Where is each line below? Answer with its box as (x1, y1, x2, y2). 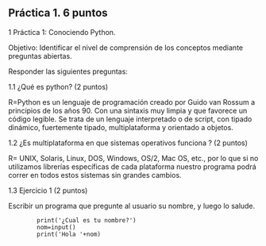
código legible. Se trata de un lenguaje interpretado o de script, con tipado (8, 114, 253, 124)
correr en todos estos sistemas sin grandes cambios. (8, 170, 182, 179)
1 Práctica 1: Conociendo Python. (8, 27, 116, 37)
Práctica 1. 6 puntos (8, 6, 109, 20)
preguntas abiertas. (8, 51, 73, 60)
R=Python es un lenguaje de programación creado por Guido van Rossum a (8, 97, 256, 106)
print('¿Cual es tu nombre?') (37, 216, 137, 225)
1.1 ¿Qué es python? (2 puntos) (8, 82, 109, 91)
